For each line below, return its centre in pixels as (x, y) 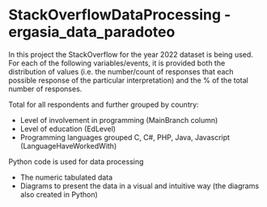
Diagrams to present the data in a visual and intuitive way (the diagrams (140, 186)
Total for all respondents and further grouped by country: (104, 104)
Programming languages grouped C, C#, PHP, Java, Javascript (125, 137)
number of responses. (45, 89)
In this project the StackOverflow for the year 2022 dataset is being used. (131, 54)
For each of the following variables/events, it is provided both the (117, 63)
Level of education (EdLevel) (68, 129)
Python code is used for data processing (76, 161)
